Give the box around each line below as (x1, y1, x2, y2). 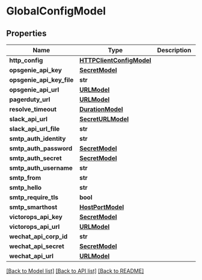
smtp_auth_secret (9, 154, 62, 162)
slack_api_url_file (9, 125, 60, 133)
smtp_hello (9, 184, 42, 191)
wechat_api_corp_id (9, 232, 68, 240)
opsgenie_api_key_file (9, 76, 74, 84)
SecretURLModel (79, 115, 129, 123)
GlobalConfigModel (6, 4, 106, 18)
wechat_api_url (9, 252, 54, 260)
